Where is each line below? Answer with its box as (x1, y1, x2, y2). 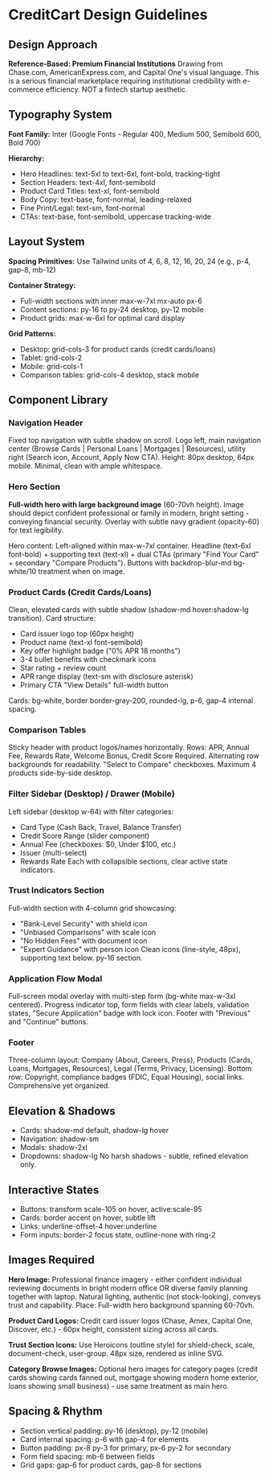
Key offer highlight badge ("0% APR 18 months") (19, 646, 181, 655)
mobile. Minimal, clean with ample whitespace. (8, 461, 163, 471)
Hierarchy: (8, 153, 45, 162)
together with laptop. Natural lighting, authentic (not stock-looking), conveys (8, 1291, 261, 1301)
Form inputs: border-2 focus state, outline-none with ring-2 (19, 1230, 216, 1240)
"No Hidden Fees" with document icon (19, 935, 148, 946)
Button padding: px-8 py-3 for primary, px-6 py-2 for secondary (19, 1443, 231, 1452)
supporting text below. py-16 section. (19, 953, 143, 963)
